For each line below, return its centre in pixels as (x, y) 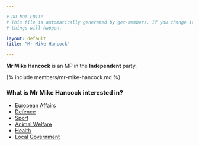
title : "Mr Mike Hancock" (38, 44)
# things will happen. (34, 28)
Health (23, 131)
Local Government (37, 137)
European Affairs (35, 106)
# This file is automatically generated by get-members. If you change (96, 22)
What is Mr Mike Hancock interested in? (65, 93)
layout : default (26, 38)
